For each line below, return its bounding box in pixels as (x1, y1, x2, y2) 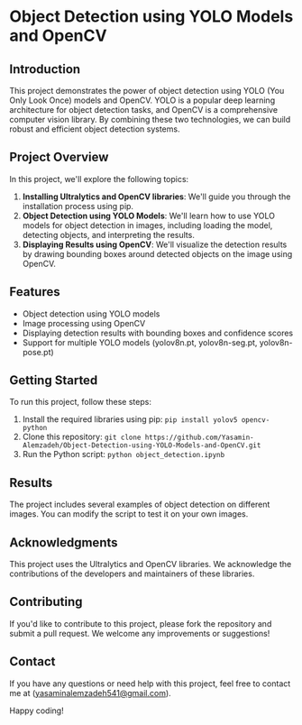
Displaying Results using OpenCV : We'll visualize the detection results (22, 239, 288, 250)
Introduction (9, 61, 81, 77)
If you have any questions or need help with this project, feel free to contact (9, 678, 291, 689)
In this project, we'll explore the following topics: (9, 173, 189, 184)
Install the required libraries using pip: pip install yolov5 (22, 414, 238, 425)
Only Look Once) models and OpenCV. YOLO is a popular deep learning (9, 95, 276, 106)
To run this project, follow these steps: (9, 397, 151, 408)
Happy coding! (9, 705, 65, 716)
